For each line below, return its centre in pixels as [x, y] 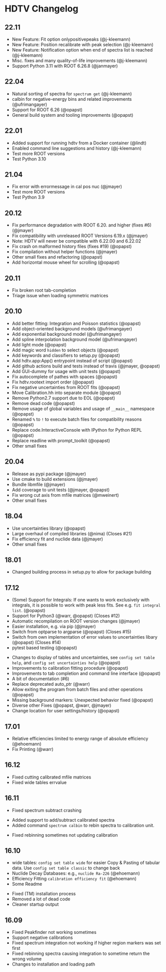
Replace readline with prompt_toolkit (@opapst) [61, 440]
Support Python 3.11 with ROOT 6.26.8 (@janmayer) [65, 66]
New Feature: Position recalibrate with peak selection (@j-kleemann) [82, 45]
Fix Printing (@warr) [32, 749]
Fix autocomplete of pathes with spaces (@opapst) [65, 376]
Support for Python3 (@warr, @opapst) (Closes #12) [66, 616]
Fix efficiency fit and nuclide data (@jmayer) [57, 539]
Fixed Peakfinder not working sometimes [54, 932]
